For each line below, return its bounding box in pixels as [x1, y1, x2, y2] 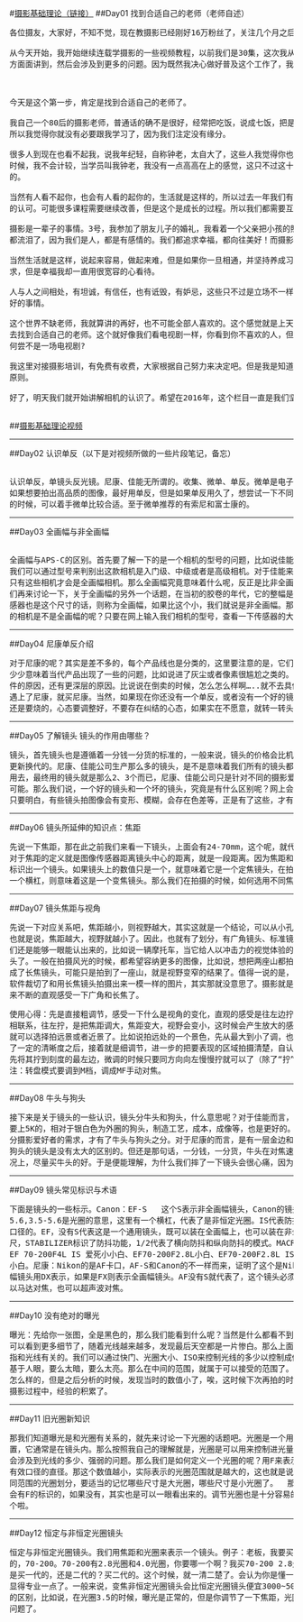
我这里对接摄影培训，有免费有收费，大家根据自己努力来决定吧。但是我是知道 [9, 362, 294, 371]
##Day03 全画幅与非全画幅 [9, 527, 110, 536]
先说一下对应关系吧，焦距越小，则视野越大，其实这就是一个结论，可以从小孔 [9, 922, 294, 932]
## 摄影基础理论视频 [9, 420, 83, 431]
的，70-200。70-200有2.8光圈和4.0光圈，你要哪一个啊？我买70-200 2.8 [9, 1559, 293, 1569]
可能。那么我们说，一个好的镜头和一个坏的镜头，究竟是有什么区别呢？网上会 [9, 784, 294, 793]
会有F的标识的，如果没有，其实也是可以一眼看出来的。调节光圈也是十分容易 [9, 1489, 291, 1499]
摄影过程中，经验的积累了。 [9, 1387, 113, 1396]
